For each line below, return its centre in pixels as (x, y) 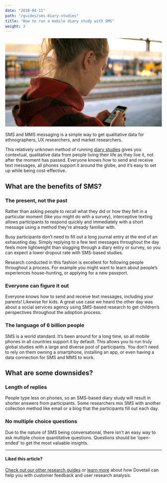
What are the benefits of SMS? (53, 186)
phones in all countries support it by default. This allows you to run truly (79, 341)
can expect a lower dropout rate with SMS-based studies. (64, 252)
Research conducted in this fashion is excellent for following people (75, 262)
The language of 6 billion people (45, 325)
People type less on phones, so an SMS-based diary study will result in (78, 398)
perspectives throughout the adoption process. (53, 312)
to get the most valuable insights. (54, 443)
